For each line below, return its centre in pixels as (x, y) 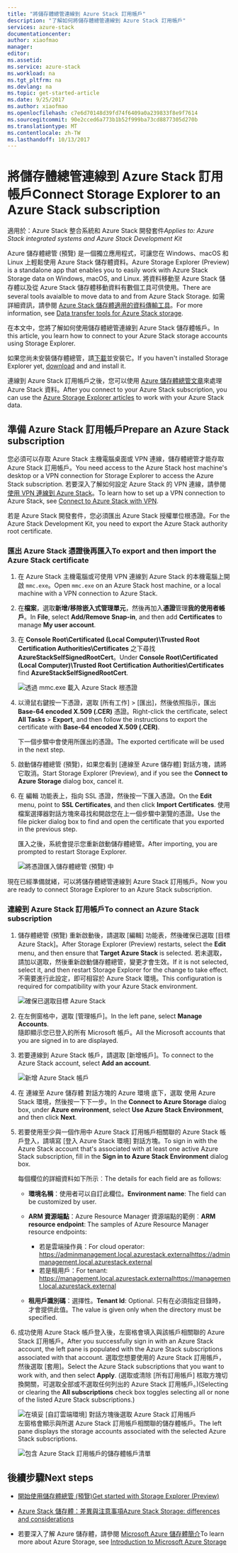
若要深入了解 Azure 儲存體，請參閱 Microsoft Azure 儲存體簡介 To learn (121, 1534)
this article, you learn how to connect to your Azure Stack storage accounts (118, 336)
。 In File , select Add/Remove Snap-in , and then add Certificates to (123, 617)
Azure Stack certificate (48, 560)
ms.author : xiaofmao (38, 107)
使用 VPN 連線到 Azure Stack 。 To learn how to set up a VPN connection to (116, 493)
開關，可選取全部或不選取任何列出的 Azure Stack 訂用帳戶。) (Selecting (126, 1384)
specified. (43, 1317)
